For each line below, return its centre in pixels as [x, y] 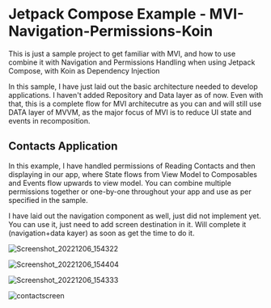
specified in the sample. [48, 200]
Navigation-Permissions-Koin [110, 31]
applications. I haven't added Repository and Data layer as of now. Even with [136, 95]
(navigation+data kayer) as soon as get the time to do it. [102, 233]
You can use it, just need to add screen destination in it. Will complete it [127, 224]
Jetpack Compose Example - [107, 14]
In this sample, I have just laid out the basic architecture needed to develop [133, 86]
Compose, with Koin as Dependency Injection [84, 70]
